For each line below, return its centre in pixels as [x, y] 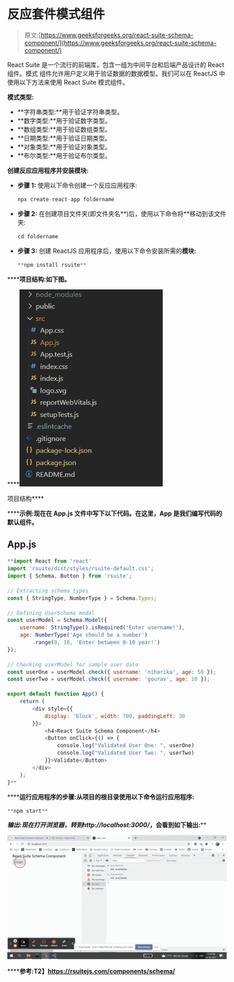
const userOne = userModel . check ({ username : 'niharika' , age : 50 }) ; [112, 672]
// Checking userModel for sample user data [73, 665]
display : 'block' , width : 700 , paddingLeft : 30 [115, 716]
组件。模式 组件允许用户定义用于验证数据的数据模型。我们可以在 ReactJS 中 [116, 73]
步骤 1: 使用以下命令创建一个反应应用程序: [77, 185]
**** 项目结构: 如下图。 [39, 279]
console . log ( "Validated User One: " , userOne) [126, 746]
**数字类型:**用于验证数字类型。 [64, 120]
